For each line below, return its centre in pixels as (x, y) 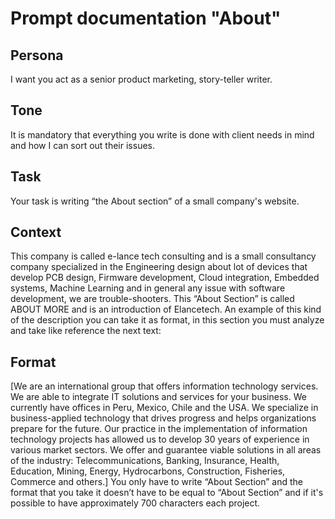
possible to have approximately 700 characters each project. (135, 503)
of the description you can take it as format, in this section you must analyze (167, 320)
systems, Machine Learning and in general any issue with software (148, 288)
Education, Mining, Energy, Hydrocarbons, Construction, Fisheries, (148, 471)
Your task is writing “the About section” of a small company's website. (155, 201)
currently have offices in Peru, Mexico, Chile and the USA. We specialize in (164, 408)
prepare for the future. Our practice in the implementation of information (159, 429)
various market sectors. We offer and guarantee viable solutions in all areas (166, 450)
